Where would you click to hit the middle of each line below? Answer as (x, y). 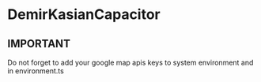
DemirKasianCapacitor (84, 15)
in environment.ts (36, 71)
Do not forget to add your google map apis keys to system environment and (130, 62)
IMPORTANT (39, 44)
